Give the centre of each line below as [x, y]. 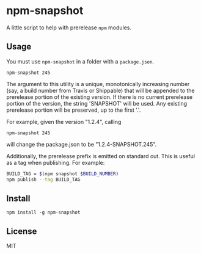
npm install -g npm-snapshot [43, 212]
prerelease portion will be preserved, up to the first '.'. [74, 110]
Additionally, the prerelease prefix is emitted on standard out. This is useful [101, 156]
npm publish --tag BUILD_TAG [43, 180]
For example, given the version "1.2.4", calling [64, 122]
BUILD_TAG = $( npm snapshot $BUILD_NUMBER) [63, 174]
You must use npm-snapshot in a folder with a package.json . [80, 61]
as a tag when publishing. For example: [56, 162]
